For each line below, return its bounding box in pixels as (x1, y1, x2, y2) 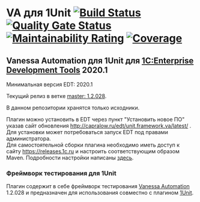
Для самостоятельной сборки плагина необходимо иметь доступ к (6, 141, 180, 148)
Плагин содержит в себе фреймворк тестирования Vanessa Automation (6, 183, 190, 190)
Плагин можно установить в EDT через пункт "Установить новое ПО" (6, 116, 185, 123)
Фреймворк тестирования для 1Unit (6, 169, 117, 177)
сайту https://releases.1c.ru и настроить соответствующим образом (6, 148, 180, 155)
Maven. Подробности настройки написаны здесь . (6, 154, 134, 161)
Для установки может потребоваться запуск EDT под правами (6, 129, 168, 135)
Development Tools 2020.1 (6, 65, 108, 75)
